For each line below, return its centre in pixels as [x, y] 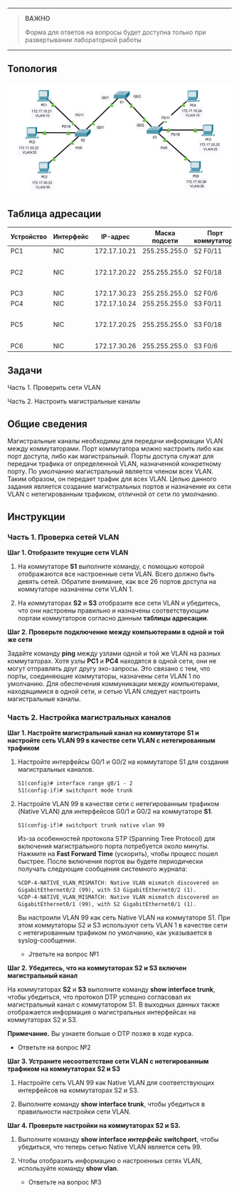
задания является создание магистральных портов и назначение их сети [119, 487]
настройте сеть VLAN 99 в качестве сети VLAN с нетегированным [111, 740]
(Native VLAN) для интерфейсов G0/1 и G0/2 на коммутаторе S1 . [115, 812]
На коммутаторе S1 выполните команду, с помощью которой [111, 566]
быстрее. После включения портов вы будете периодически [110, 862]
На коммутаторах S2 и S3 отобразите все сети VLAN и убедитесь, [119, 603]
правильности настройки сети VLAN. [74, 1112]
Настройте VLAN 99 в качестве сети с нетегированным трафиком [118, 804]
